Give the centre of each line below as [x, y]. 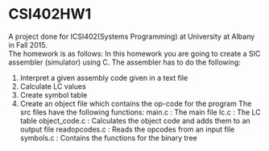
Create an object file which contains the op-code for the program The [136, 103]
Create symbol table [54, 94]
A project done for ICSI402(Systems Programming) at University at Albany [132, 36]
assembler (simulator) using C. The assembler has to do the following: [125, 62]
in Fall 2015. [28, 44]
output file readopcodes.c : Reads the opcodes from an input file [127, 129]
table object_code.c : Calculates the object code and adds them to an [135, 120]
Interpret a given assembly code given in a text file [104, 78]
